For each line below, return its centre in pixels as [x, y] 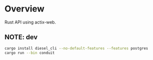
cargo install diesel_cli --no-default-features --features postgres [76, 48]
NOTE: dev [21, 37]
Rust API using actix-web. [30, 22]
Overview [25, 9]
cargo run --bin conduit [30, 53]
